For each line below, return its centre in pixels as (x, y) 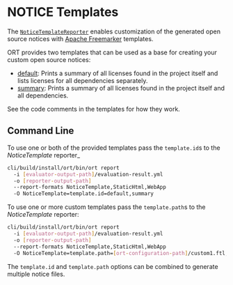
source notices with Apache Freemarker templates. (80, 38)
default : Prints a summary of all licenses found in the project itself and (118, 73)
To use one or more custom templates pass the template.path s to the (106, 207)
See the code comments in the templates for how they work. (94, 109)
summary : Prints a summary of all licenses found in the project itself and (121, 88)
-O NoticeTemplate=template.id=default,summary (84, 194)
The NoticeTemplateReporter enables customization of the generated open (114, 31)
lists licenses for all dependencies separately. (82, 80)
